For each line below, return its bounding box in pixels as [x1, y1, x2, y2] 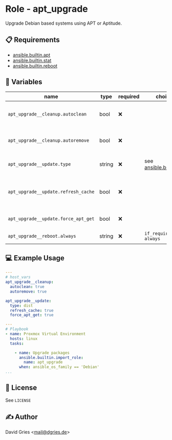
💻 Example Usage [5, 254, 65, 262]
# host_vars [5, 275, 31, 280]
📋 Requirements [5, 35, 60, 44]
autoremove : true [10, 289, 47, 294]
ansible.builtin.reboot [12, 63, 58, 69]
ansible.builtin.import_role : [18, 355, 83, 360]
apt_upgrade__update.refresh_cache [8, 188, 95, 195]
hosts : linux [10, 336, 38, 341]
